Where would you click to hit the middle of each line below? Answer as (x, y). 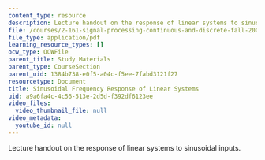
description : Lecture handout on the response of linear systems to (123, 23)
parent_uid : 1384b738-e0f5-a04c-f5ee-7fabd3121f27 (93, 74)
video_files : (30, 103)
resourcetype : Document (47, 81)
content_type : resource (47, 15)
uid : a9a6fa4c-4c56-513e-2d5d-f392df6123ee (81, 96)
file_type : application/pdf (54, 37)
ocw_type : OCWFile (38, 52)
